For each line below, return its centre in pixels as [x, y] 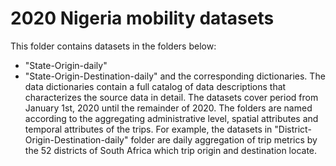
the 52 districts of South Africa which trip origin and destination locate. [171, 150]
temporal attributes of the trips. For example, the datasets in [148, 129]
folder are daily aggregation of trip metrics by [224, 139]
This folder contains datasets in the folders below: [113, 46]
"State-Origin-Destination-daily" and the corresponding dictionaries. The [175, 76]
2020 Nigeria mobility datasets [142, 18]
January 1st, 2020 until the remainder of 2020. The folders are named [168, 108]
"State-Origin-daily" [66, 65]
